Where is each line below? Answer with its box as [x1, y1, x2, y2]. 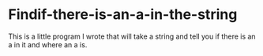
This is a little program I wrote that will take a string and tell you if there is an [8, 32, 256, 41]
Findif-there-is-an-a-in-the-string [8, 6, 238, 24]
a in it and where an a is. [8, 39, 88, 49]
